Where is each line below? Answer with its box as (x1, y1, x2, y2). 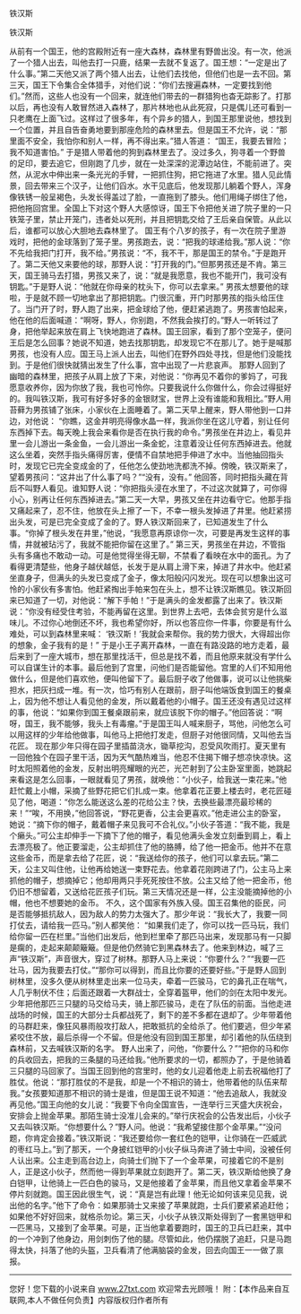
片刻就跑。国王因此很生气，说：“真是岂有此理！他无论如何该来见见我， (16, 1189, 280, 1199)
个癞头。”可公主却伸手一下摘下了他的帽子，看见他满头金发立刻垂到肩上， (9, 830, 276, 841)
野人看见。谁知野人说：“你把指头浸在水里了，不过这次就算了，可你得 (32, 483, 288, 493)
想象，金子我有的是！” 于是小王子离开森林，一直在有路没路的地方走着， (16, 640, 282, 650)
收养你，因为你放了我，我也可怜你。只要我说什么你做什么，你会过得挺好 (24, 382, 292, 393)
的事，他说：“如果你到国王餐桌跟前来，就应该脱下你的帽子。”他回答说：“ (9, 707, 275, 717)
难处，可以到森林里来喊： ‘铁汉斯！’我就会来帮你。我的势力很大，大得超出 (9, 628, 283, 639)
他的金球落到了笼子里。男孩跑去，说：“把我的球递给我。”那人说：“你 (39, 237, 291, 246)
